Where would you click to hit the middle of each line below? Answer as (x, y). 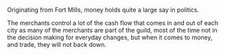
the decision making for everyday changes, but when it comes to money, (110, 37)
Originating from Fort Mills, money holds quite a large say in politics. (103, 10)
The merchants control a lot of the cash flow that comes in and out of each (113, 23)
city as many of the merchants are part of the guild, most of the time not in (112, 30)
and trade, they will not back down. (57, 44)
